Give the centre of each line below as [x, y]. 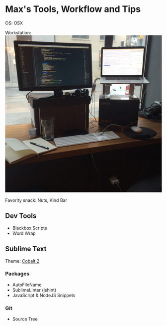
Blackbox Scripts [30, 228]
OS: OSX [14, 23]
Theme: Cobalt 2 [22, 261]
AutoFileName [27, 285]
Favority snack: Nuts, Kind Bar [36, 200]
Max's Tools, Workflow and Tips [73, 9]
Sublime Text [26, 249]
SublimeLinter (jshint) [34, 290]
